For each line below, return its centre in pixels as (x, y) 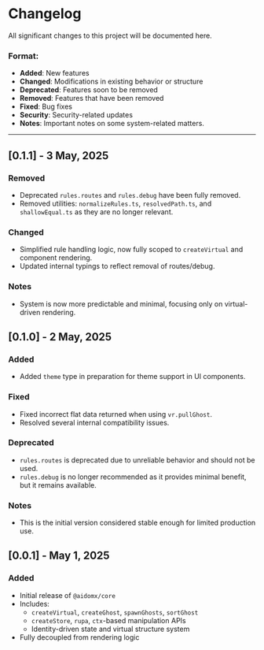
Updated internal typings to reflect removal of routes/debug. (117, 266)
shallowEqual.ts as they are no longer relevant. (96, 212)
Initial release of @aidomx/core (68, 595)
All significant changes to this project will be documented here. (110, 35)
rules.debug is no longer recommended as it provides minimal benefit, (133, 477)
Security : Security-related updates (76, 115)
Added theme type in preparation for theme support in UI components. (132, 377)
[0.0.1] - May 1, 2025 (59, 556)
